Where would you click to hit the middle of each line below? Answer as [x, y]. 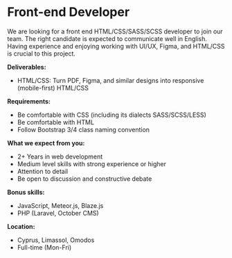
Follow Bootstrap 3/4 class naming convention [83, 129]
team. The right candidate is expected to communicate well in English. [107, 38]
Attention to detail [43, 171]
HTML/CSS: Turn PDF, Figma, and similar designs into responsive [110, 80]
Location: [21, 226]
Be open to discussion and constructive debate [84, 179]
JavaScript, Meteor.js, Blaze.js [60, 205]
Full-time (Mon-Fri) [44, 247]
